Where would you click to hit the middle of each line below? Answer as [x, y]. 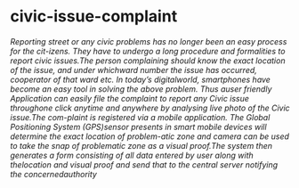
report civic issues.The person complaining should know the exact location [148, 61]
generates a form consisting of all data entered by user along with [132, 155]
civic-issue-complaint [94, 16]
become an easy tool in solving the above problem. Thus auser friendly [141, 89]
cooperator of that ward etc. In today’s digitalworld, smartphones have [140, 79]
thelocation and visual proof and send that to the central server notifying [144, 164]
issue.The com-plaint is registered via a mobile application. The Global [140, 117]
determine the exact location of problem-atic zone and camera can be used [150, 136]
